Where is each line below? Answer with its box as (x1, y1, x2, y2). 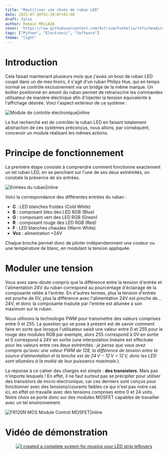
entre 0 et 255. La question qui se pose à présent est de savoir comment (5, 320, 155, 326)
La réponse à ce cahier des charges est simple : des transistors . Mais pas (5, 367, 158, 373)
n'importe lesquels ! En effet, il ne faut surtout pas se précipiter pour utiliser (5, 373, 161, 379)
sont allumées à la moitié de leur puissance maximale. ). (5, 358, 120, 364)
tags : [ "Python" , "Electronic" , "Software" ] (5, 30, 99, 35)
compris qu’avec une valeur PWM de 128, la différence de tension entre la (5, 347, 158, 353)
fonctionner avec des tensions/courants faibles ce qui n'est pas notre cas (5, 383, 156, 389)
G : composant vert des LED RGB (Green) (12, 214, 97, 220)
